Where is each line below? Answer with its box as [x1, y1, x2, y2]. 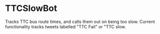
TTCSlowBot [5, 3, 57, 14]
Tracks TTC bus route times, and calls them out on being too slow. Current [5, 19, 155, 24]
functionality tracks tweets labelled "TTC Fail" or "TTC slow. [5, 23, 126, 29]
